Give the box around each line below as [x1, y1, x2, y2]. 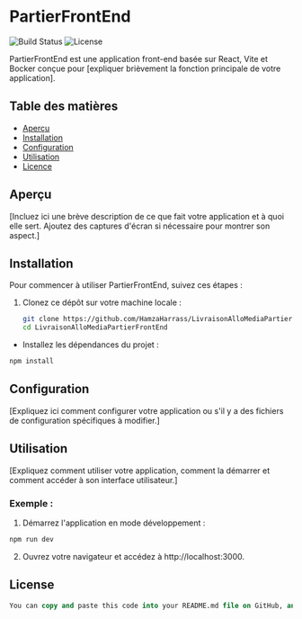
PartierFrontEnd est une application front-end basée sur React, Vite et [9, 53, 268, 64]
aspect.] [9, 229, 40, 240]
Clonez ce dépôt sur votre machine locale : [22, 297, 182, 308]
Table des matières [9, 99, 119, 114]
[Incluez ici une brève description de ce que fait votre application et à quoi [9, 211, 285, 221]
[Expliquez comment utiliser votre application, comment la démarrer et [9, 465, 271, 476]
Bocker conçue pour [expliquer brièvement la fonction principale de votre [9, 63, 281, 74]
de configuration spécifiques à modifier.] [9, 415, 160, 426]
